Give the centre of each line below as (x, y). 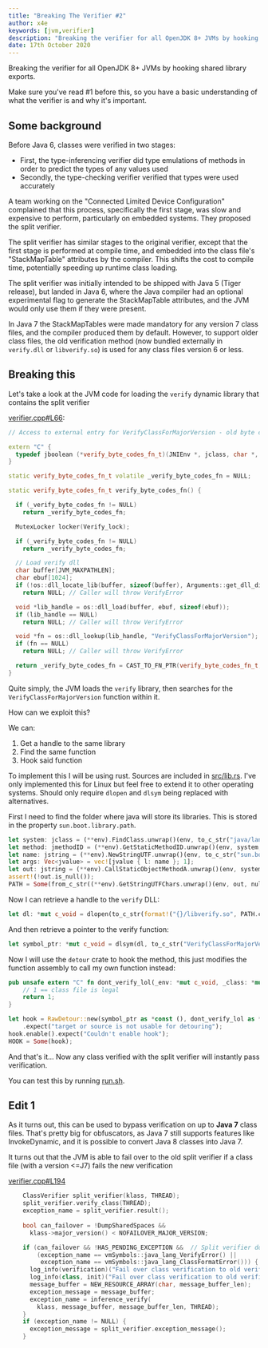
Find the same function (58, 751)
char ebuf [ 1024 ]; (44, 578)
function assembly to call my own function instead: (92, 968)
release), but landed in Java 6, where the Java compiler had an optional (126, 291)
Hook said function (51, 760)
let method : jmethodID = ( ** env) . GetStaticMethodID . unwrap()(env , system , (135, 847)
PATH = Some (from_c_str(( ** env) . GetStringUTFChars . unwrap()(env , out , (128, 884)
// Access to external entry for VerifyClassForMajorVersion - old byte (132, 432)
